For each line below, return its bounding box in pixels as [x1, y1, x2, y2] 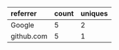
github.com [10, 32, 48, 40]
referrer [10, 9, 37, 18]
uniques [80, 9, 109, 18]
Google [10, 21, 35, 29]
